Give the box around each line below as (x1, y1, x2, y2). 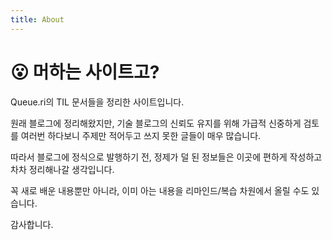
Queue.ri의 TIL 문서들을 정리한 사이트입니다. (10, 96, 185, 108)
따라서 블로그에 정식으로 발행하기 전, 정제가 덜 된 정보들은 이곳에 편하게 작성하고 (10, 151, 323, 163)
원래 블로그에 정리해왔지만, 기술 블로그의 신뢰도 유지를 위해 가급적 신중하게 (10, 117, 302, 129)
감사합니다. (10, 218, 54, 230)
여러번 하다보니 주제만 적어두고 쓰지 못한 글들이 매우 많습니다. (20, 129, 262, 141)
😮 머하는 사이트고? (10, 61, 160, 83)
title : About (10, 14, 65, 25)
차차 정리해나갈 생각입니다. (10, 163, 115, 175)
